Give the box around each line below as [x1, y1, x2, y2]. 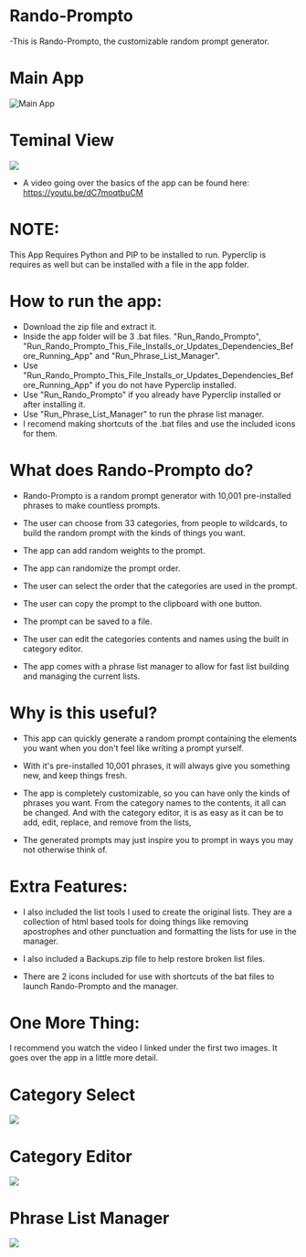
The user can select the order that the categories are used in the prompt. [22, 580, 298, 591]
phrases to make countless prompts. [22, 500, 161, 511]
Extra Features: [9, 876, 128, 896]
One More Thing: [9, 1012, 140, 1033]
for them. [22, 428, 58, 438]
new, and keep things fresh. [22, 769, 128, 781]
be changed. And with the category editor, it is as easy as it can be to [22, 807, 284, 818]
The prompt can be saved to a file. [22, 616, 153, 627]
